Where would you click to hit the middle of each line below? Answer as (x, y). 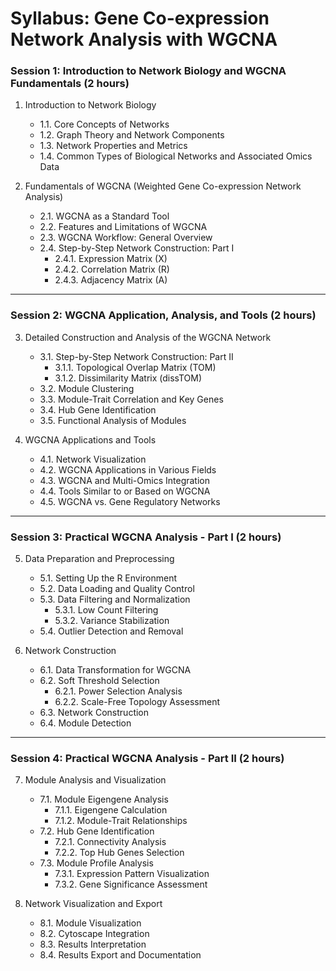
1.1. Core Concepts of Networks (104, 124)
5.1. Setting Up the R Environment (108, 578)
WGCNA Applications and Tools (90, 439)
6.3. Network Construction (94, 713)
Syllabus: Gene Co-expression (140, 18)
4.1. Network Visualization (93, 459)
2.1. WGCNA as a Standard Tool (104, 216)
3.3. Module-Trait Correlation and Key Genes (131, 399)
